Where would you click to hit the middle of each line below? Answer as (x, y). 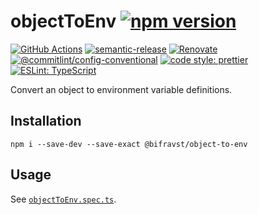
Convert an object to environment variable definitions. (121, 89)
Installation (46, 121)
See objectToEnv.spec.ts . (63, 199)
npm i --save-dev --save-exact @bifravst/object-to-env (129, 144)
